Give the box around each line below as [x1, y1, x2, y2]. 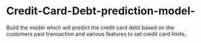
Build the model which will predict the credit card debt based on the [6, 24, 175, 31]
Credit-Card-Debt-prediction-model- [6, 4, 196, 18]
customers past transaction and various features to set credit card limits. [6, 30, 187, 37]
